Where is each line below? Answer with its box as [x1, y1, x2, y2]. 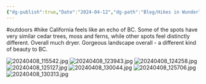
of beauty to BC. [6, 45, 48, 53]
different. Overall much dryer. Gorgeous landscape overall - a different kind [6, 39, 196, 46]
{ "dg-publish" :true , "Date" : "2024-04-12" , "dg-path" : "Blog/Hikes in [6, 9, 180, 15]
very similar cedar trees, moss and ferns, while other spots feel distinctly [6, 32, 190, 40]
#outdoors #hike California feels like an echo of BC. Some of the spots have [6, 26, 198, 33]
